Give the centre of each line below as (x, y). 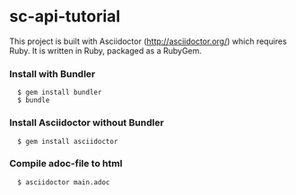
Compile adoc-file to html (66, 164)
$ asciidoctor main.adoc (64, 182)
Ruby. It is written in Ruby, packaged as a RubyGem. (105, 50)
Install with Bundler (52, 73)
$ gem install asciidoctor (68, 141)
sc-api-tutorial (65, 17)
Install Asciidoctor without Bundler (87, 123)
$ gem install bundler (60, 93)
